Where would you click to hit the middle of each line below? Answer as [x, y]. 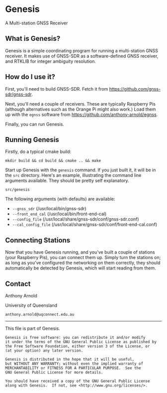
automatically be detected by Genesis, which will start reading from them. [81, 268]
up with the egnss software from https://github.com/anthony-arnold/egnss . [82, 114]
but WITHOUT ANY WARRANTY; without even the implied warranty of [74, 364]
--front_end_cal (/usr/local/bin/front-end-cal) [59, 214]
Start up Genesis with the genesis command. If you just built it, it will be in [81, 170]
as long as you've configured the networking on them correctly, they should [83, 263]
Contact [18, 284]
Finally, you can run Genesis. [35, 124]
